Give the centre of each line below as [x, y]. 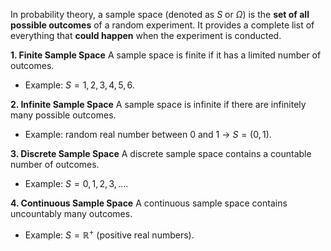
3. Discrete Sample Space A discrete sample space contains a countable [161, 153]
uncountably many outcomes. [71, 213]
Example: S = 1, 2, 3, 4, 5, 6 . [79, 85]
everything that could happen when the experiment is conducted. [146, 35]
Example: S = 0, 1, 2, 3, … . [76, 183]
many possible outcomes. [63, 115]
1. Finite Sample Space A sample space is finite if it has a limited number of [166, 55]
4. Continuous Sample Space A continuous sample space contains [149, 203]
